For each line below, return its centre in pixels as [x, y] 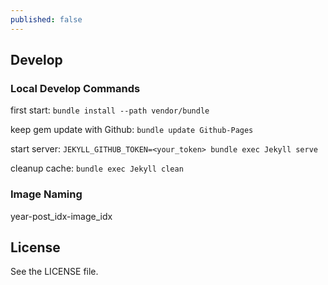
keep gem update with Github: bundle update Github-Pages [132, 130]
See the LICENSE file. [54, 272]
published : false [46, 19]
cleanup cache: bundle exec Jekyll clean [97, 168]
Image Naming [46, 194]
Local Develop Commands [75, 88]
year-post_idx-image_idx [61, 216]
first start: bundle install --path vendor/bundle [110, 110]
